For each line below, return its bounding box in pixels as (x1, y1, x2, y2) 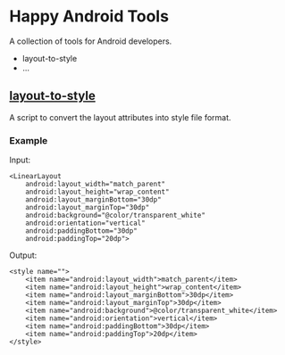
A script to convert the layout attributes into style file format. (9, 111, 231, 122)
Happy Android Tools (9, 6, 170, 27)
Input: (9, 154, 31, 166)
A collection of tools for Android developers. (9, 36, 172, 46)
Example (9, 134, 48, 146)
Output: (9, 250, 38, 260)
